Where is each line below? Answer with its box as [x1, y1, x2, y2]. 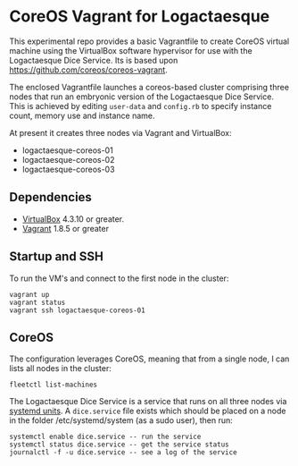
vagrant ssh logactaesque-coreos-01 [9, 306, 145, 315]
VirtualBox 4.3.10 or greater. [21, 213, 125, 225]
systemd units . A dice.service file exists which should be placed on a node [9, 405, 286, 417]
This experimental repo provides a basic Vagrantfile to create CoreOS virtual [9, 36, 290, 47]
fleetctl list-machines [9, 380, 98, 390]
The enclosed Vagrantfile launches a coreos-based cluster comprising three [9, 81, 290, 92]
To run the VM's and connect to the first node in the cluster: [9, 273, 229, 284]
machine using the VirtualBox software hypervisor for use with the [9, 45, 252, 55]
